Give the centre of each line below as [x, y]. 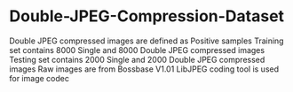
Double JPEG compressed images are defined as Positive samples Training [146, 41]
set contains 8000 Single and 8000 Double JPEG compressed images [137, 50]
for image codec [39, 78]
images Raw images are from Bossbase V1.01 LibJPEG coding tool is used [144, 69]
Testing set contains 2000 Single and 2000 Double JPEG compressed [137, 59]
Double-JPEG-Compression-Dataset [147, 16]
